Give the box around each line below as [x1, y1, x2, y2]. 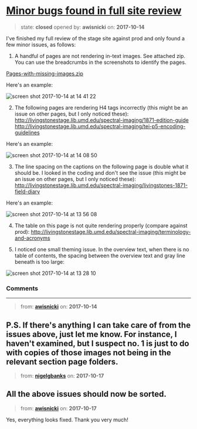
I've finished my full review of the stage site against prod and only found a [6, 35, 185, 42]
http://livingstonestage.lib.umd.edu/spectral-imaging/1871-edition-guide [14, 116, 189, 124]
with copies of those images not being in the [6, 348, 171, 357]
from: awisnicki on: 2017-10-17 [20, 404, 97, 411]
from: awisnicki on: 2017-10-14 [20, 303, 98, 310]
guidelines [14, 129, 40, 136]
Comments [6, 284, 38, 292]
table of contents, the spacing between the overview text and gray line [14, 252, 186, 259]
